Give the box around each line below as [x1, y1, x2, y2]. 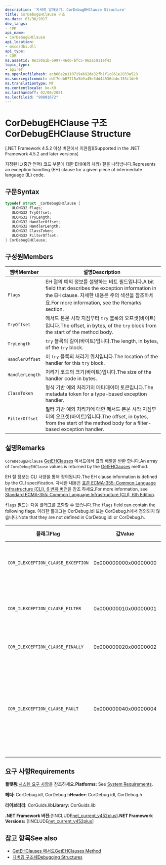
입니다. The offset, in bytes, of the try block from [45, 322, 157, 329]
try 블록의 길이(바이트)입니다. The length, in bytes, [45, 337, 158, 344]
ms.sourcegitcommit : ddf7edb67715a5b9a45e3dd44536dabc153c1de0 [5, 76, 138, 81]
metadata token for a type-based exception [45, 390, 147, 397]
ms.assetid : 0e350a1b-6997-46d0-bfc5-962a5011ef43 [5, 58, 112, 63]
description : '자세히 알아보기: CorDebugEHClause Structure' [5, 7, 126, 12]
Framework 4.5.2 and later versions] [5, 151, 79, 157]
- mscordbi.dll [5, 44, 37, 49]
